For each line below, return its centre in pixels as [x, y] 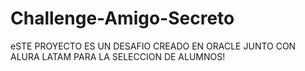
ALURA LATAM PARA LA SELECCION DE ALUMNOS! [118, 56]
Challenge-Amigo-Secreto [122, 18]
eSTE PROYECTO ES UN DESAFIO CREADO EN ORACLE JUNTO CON [153, 46]
